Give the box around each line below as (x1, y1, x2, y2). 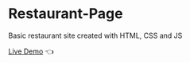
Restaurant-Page (8, 5, 123, 23)
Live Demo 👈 (8, 46, 54, 56)
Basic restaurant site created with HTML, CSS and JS (8, 31, 183, 40)
